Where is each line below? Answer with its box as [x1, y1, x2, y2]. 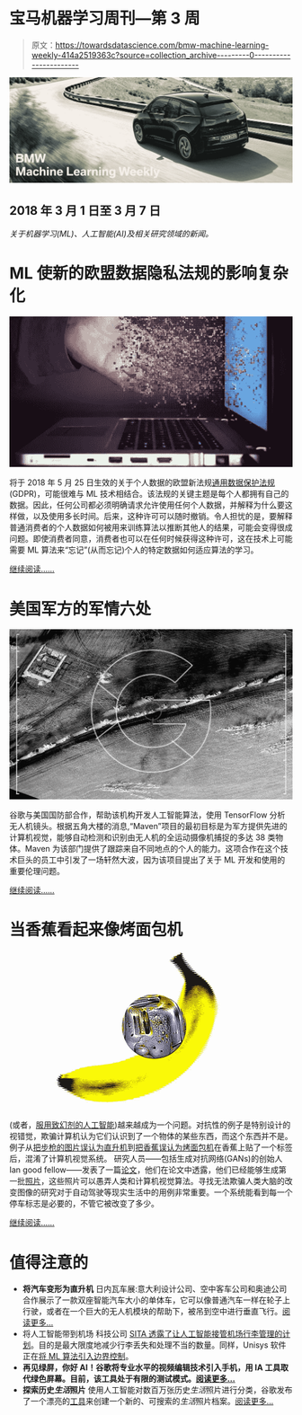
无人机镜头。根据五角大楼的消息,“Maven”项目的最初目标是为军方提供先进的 [9, 821, 288, 832]
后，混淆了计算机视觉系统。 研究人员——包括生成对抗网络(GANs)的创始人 [9, 1154, 283, 1164]
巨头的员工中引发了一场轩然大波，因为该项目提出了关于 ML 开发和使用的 [16, 854, 286, 865]
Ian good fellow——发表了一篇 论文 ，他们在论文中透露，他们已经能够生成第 [9, 1164, 288, 1175]
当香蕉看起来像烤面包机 [9, 920, 183, 940]
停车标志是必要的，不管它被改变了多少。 [9, 1198, 159, 1209]
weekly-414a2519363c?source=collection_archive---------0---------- [31, 49, 291, 60]
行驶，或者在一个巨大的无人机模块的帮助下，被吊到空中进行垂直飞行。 [22, 1306, 283, 1317]
